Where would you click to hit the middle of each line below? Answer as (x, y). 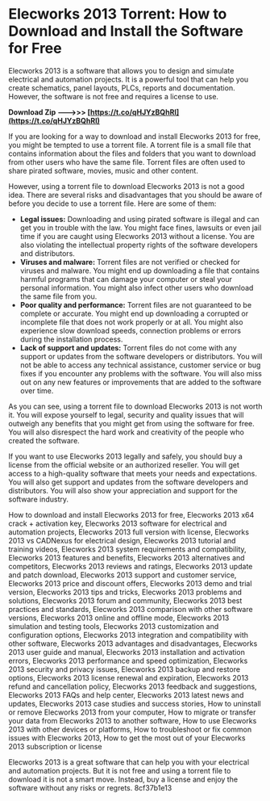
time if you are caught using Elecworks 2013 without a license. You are (137, 236)
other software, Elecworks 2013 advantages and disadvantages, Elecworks (133, 644)
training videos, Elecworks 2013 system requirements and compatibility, (128, 549)
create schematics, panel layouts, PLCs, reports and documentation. (122, 88)
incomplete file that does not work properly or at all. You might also (131, 322)
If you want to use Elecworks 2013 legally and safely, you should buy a (126, 456)
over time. (37, 390)
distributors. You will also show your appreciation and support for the (123, 490)
